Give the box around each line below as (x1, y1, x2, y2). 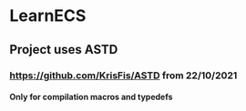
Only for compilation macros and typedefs (9, 92, 173, 103)
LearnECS (9, 5, 87, 26)
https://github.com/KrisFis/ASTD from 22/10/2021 (9, 69, 238, 82)
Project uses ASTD (9, 42, 118, 57)
